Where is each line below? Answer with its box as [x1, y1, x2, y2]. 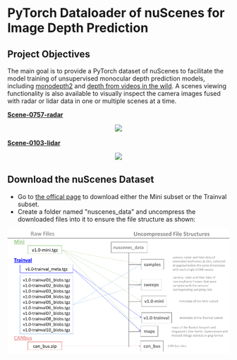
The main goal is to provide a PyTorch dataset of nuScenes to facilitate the [7, 67, 224, 75]
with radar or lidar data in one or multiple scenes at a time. [7, 97, 177, 105]
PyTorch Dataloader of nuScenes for [7, 5, 225, 21]
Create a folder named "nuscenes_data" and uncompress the [17, 207, 196, 216]
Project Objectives [7, 48, 90, 60]
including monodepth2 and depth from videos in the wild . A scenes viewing [7, 82, 227, 90]
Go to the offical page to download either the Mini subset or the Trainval [17, 192, 227, 200]
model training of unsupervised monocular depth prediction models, [7, 74, 206, 83]
